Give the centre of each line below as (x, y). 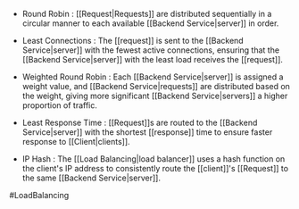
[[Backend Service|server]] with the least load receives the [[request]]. (153, 59)
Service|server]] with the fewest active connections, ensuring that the (150, 50)
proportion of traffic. (60, 105)
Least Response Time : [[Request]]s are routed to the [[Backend (140, 122)
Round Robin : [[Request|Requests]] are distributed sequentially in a (147, 14)
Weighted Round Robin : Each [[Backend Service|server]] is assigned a (153, 77)
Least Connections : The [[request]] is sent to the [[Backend (133, 41)
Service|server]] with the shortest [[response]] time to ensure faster (147, 132)
